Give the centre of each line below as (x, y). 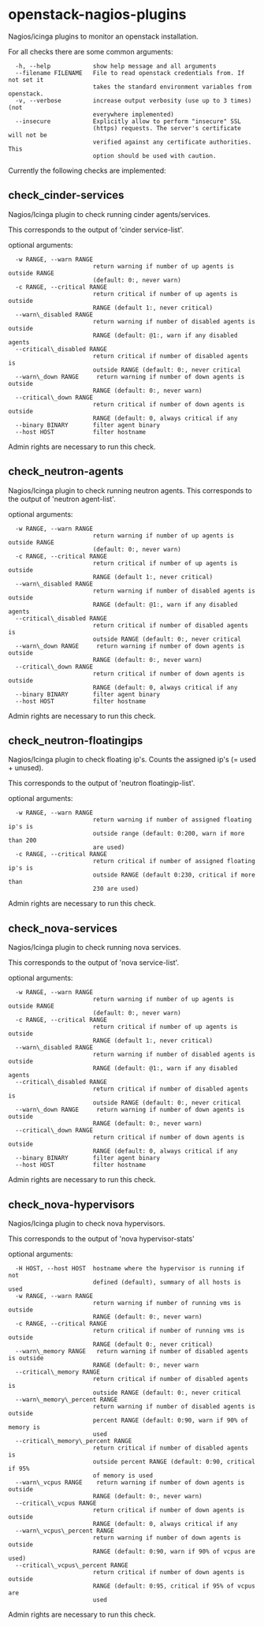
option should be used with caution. (154, 155)
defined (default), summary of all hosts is (167, 1282)
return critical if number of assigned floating (174, 862)
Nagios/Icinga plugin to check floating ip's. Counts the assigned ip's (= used (132, 760)
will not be (28, 135)
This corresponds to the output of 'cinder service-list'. (96, 230)
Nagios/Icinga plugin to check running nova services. (95, 948)
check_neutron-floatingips (76, 741)
